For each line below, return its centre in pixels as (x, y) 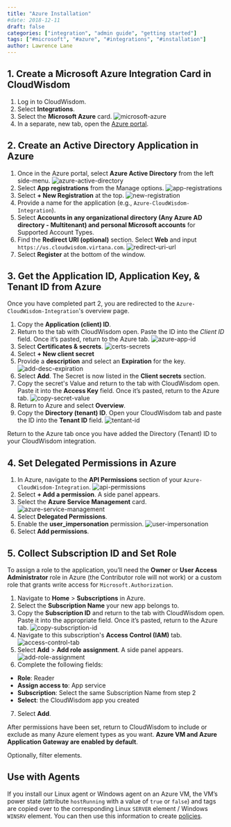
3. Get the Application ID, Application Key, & (104, 276)
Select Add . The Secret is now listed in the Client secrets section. (112, 376)
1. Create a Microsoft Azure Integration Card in (109, 74)
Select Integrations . (46, 109)
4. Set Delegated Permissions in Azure (92, 463)
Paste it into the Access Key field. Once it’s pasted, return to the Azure (118, 391)
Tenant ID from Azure (54, 287)
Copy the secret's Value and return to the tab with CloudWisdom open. (118, 383)
